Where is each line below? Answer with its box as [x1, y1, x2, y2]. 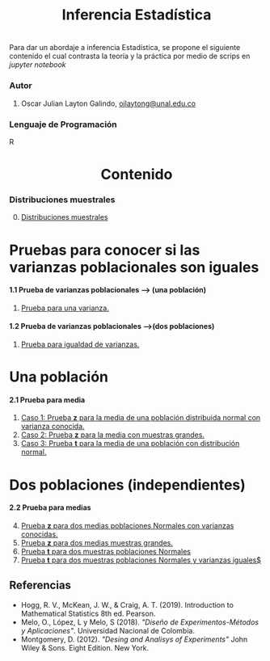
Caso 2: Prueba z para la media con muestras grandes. [20, 430, 205, 440]
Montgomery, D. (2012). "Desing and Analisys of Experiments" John [20, 634, 248, 644]
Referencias [9, 579, 72, 592]
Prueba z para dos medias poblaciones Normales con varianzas [20, 520, 234, 530]
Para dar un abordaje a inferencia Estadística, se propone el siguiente [9, 43, 241, 53]
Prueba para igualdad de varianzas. [20, 339, 140, 349]
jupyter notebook [9, 60, 67, 69]
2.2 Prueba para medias [9, 503, 91, 512]
